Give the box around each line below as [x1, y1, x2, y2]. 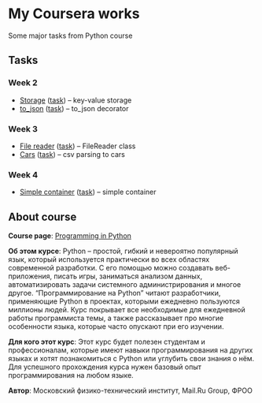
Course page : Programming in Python [8, 231, 132, 241]
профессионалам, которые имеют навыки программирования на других [8, 345, 253, 355]
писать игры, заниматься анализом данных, [54, 271, 203, 281]
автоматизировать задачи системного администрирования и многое [8, 280, 242, 289]
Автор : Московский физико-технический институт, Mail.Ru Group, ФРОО [8, 386, 253, 395]
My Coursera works [8, 5, 140, 23]
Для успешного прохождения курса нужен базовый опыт [8, 362, 202, 371]
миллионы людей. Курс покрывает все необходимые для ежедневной [8, 305, 245, 315]
